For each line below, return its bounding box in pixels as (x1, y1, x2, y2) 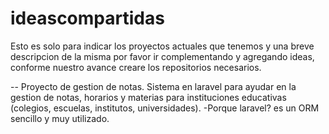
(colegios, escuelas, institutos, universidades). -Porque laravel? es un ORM (10, 102, 320, 114)
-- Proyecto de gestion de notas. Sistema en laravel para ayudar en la (10, 80, 297, 92)
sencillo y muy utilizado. (10, 112, 110, 124)
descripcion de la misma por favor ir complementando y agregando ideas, (10, 50, 315, 62)
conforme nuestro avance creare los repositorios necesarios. (10, 61, 262, 73)
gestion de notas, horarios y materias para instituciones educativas (10, 91, 287, 103)
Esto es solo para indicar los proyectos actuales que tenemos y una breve (10, 40, 315, 52)
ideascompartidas (10, 7, 165, 30)
